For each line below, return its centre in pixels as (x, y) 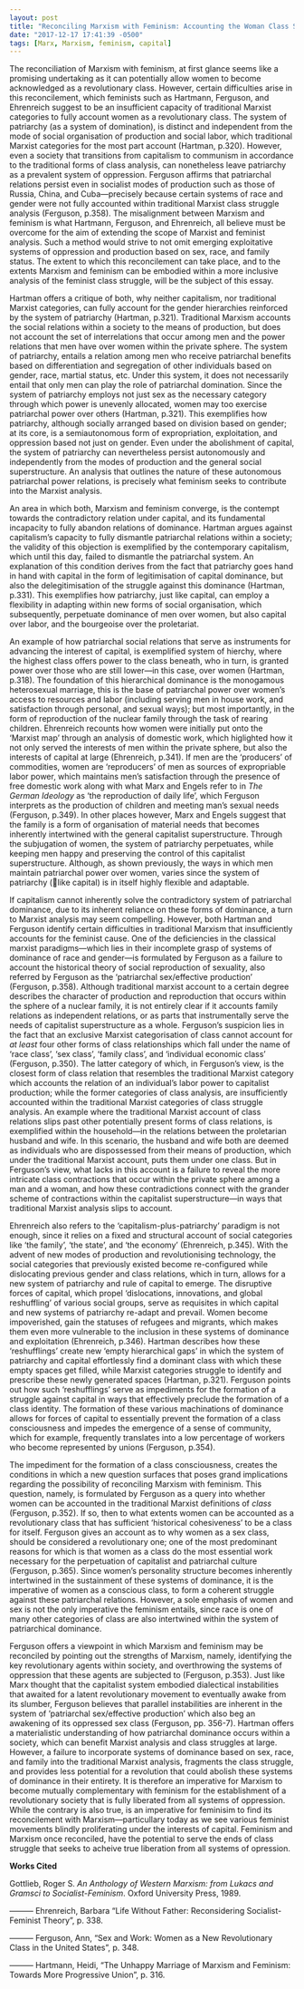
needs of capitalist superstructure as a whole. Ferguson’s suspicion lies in (147, 1025)
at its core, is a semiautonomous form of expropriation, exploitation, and (143, 433)
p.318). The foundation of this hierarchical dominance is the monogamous (147, 680)
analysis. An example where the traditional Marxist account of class (135, 1112)
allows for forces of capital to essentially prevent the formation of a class (145, 1419)
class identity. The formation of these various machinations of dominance (147, 1409)
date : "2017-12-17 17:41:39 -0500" (76, 34)
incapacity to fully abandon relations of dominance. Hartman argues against (151, 528)
